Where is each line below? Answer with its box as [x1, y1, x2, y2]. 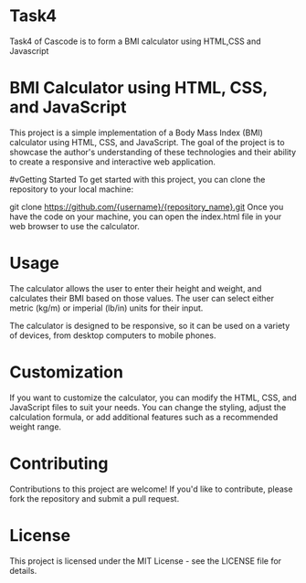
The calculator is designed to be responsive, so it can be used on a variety [9, 320, 290, 331]
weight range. [9, 421, 62, 432]
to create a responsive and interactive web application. [9, 156, 216, 167]
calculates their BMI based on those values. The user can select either [9, 292, 274, 303]
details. [9, 565, 37, 576]
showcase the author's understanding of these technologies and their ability [9, 146, 297, 157]
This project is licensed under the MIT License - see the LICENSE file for [9, 555, 281, 567]
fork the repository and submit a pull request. [9, 493, 180, 503]
